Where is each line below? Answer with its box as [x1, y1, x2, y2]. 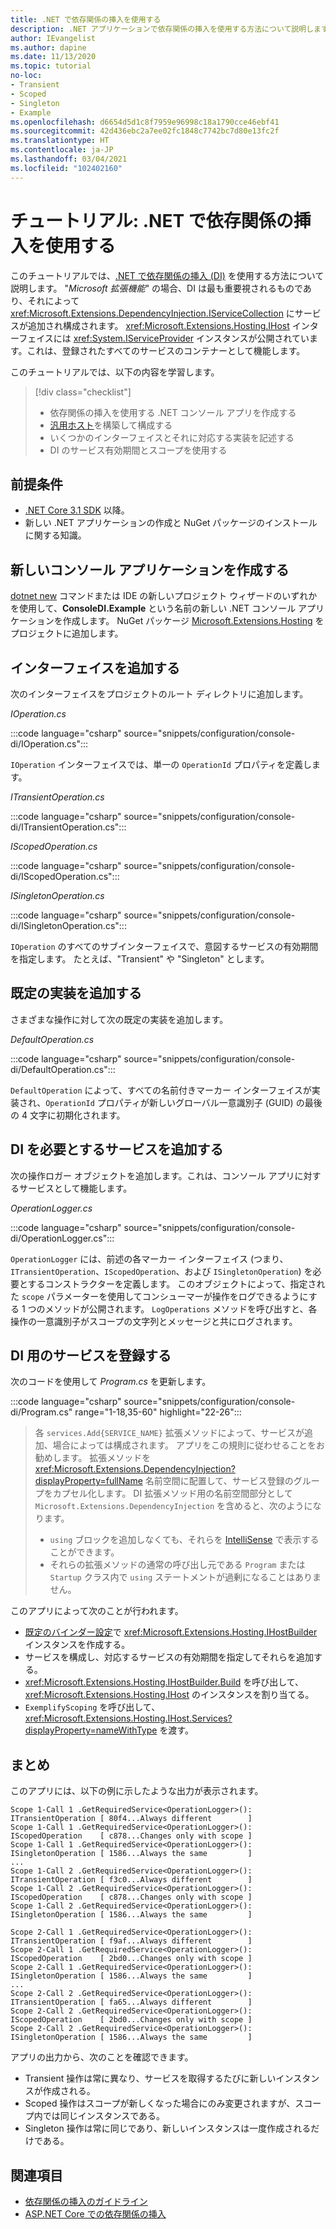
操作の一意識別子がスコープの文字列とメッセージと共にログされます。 [10, 1315, 298, 1327]
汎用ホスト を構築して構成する [49, 419, 173, 431]
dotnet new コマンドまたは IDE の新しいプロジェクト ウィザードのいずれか [10, 590, 318, 602]
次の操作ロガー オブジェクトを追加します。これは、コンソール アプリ [10, 1169, 295, 1181]
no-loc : [10, 71, 43, 81]
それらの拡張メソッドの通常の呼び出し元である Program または [49, 1559, 306, 1571]
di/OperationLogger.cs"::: [10, 1232, 115, 1244]
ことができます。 [49, 1546, 120, 1558]
